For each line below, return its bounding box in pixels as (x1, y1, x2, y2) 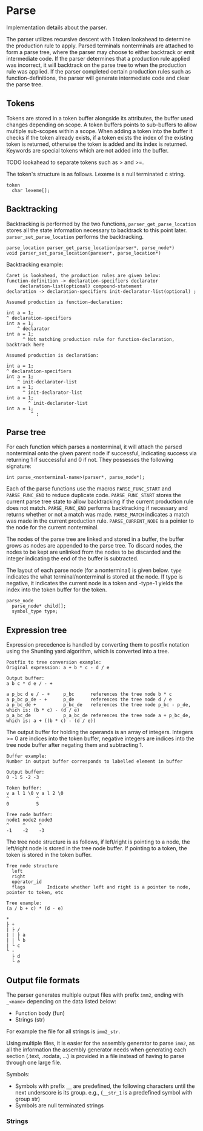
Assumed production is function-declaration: (6, 299, 123, 305)
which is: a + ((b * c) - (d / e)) (6, 718, 96, 724)
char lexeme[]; (12, 187, 50, 193)
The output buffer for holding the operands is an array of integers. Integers (6, 729, 193, 736)
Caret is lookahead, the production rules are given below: (6, 272, 162, 278)
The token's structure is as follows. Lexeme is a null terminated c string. (6, 170, 185, 177)
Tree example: (6, 900, 42, 906)
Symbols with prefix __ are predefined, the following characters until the (15, 1082, 195, 1090)
